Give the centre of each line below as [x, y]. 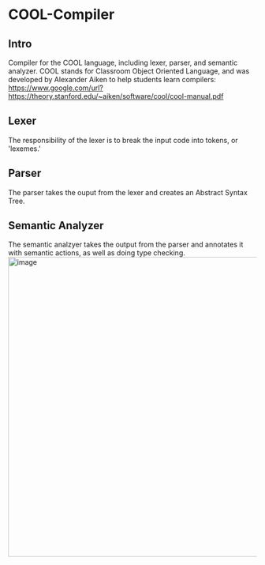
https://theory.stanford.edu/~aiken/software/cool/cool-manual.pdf [116, 96]
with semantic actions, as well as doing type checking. [97, 253]
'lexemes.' [24, 149]
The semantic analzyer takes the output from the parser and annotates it [126, 245]
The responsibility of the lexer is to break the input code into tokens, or [123, 140]
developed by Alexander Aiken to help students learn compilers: [112, 79]
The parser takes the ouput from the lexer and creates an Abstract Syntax [128, 192]
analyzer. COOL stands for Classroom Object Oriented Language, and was [129, 71]
